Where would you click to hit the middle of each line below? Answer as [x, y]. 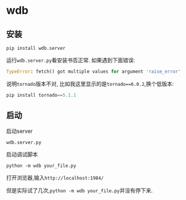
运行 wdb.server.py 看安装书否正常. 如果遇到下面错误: [71, 60]
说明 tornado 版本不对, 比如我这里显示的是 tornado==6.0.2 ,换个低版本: [90, 83]
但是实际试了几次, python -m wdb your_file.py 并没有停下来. [79, 190]
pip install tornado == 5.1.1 [41, 95]
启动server [19, 131]
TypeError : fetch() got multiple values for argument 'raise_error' [94, 71]
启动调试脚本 [22, 154]
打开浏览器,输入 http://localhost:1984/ [55, 177]
